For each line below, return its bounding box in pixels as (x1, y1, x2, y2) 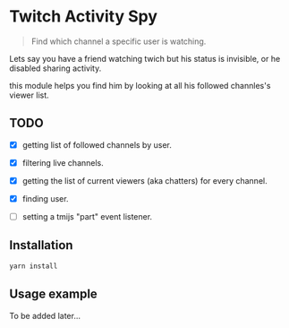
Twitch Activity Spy (9, 6, 158, 27)
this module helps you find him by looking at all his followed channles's (9, 80, 271, 91)
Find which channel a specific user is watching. (30, 36, 207, 47)
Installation (9, 237, 73, 253)
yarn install (9, 262, 58, 271)
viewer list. (9, 90, 49, 100)
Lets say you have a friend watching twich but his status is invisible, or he (9, 53, 281, 64)
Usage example (9, 287, 98, 302)
